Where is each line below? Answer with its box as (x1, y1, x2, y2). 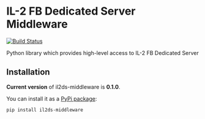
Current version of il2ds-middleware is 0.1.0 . (6, 83, 121, 90)
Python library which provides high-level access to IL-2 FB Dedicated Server (6, 49, 199, 56)
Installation (6, 67, 50, 78)
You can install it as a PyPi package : (6, 95, 97, 102)
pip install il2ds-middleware (6, 107, 84, 113)
